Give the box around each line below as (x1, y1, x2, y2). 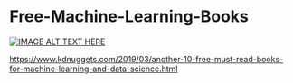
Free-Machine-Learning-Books (9, 6, 249, 27)
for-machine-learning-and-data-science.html (9, 63, 178, 74)
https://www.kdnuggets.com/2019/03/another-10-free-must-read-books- (9, 53, 284, 64)
